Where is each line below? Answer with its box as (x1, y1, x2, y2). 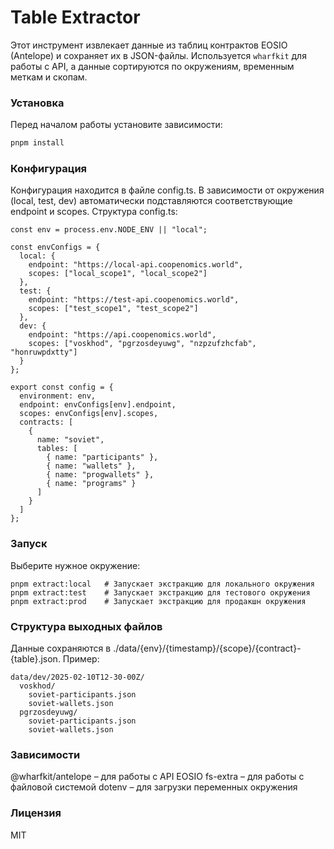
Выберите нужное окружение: (10, 559, 141, 571)
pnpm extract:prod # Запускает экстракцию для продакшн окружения (10, 596, 307, 606)
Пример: (62, 653, 100, 665)
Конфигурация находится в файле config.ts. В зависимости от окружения (10, 184, 325, 196)
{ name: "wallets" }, (46, 461, 137, 471)
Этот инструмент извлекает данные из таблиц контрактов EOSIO (10, 39, 288, 51)
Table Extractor (10, 6, 141, 29)
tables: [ (36, 444, 78, 454)
